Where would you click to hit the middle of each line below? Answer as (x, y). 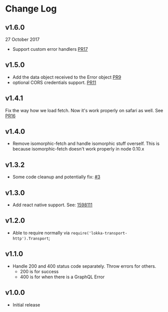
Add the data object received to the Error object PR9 (67, 77)
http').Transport (31, 239)
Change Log (31, 9)
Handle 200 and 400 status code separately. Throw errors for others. (84, 266)
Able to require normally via (41, 232)
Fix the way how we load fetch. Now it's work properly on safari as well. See (84, 110)
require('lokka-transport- (99, 233)
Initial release (26, 304)
